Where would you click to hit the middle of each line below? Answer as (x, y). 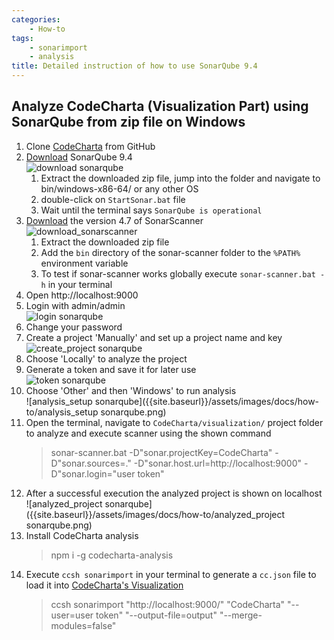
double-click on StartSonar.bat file (113, 199)
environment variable (84, 263)
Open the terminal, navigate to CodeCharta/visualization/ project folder (174, 422)
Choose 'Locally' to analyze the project (106, 358)
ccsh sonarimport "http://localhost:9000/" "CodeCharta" (168, 604)
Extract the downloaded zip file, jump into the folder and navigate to (180, 178)
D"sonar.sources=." (91, 463)
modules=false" (83, 625)
